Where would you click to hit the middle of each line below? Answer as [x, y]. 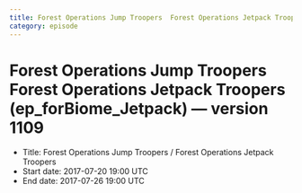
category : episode [44, 26]
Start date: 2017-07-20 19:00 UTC [85, 171]
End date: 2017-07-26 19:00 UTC [84, 181]
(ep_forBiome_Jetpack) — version [139, 108]
